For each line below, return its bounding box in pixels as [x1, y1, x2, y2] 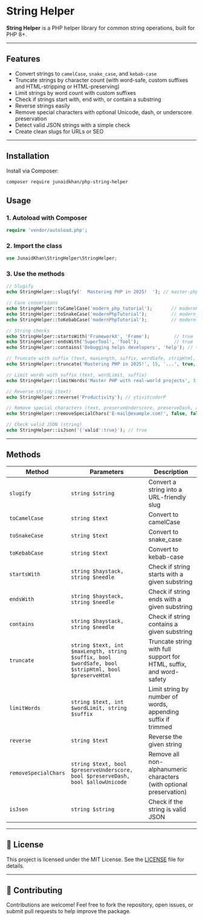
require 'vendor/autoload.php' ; [6, 227, 88, 233]
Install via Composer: [6, 167, 59, 174]
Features [6, 54, 40, 64]
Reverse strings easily [14, 102, 71, 109]
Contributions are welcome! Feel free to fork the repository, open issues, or [6, 901, 193, 908]
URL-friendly [148, 493, 186, 501]
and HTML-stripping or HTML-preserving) [14, 83, 120, 90]
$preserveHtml [71, 672, 112, 679]
